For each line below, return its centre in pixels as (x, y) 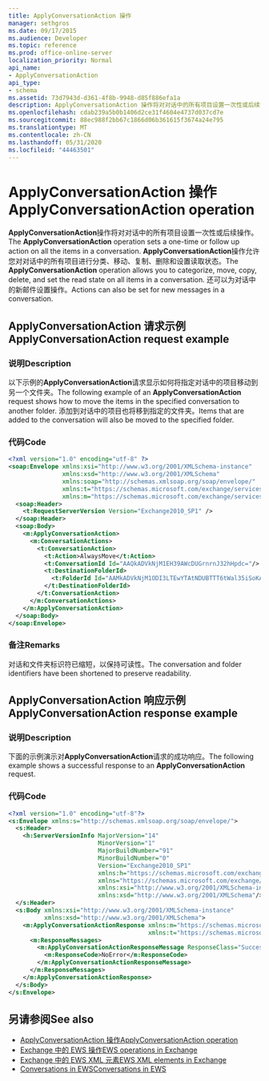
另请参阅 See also (51, 1019)
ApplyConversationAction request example (119, 339)
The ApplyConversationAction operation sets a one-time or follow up (124, 242)
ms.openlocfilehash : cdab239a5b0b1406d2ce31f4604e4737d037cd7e (116, 113)
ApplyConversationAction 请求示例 (97, 326)
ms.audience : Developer (48, 38)
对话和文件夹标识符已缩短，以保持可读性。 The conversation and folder (125, 664)
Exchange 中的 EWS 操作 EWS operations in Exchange (108, 1050)
